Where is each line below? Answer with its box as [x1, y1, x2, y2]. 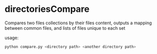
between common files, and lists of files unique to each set [4, 25, 125, 31]
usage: [4, 35, 19, 41]
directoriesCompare [4, 3, 90, 15]
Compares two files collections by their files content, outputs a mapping [4, 20, 152, 26]
